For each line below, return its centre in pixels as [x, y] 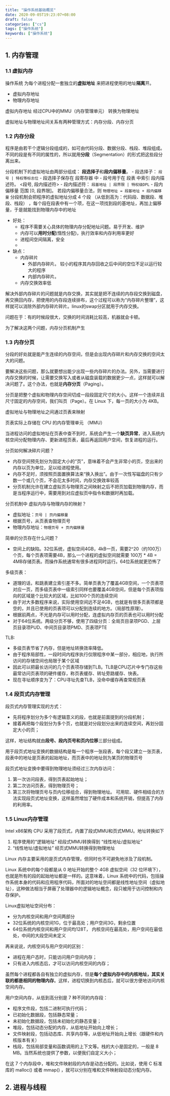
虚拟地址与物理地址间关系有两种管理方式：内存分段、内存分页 [70, 122]
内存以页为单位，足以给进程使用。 [48, 468]
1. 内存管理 [22, 56]
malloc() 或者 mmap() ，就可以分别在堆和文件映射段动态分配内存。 [84, 1070]
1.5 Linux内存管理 [27, 819]
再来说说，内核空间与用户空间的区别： [45, 946]
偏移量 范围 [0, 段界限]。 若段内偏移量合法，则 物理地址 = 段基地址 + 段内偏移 [83, 190]
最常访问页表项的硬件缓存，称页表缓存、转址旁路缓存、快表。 [77, 674]
